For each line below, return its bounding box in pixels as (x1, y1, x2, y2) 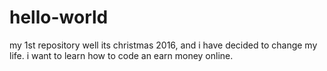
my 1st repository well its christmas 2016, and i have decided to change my (9, 39, 318, 51)
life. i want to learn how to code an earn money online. (9, 49, 234, 61)
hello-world (9, 6, 109, 29)
